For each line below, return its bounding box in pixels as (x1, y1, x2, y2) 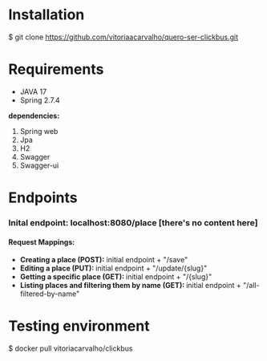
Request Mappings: (8, 237, 75, 246)
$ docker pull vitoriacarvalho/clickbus (8, 343, 133, 354)
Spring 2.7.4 (19, 95, 60, 105)
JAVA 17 (19, 87, 47, 96)
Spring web (19, 126, 59, 136)
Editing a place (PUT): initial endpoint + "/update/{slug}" (19, 263, 208, 274)
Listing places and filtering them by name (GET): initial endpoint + (19, 281, 242, 290)
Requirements (8, 60, 104, 79)
